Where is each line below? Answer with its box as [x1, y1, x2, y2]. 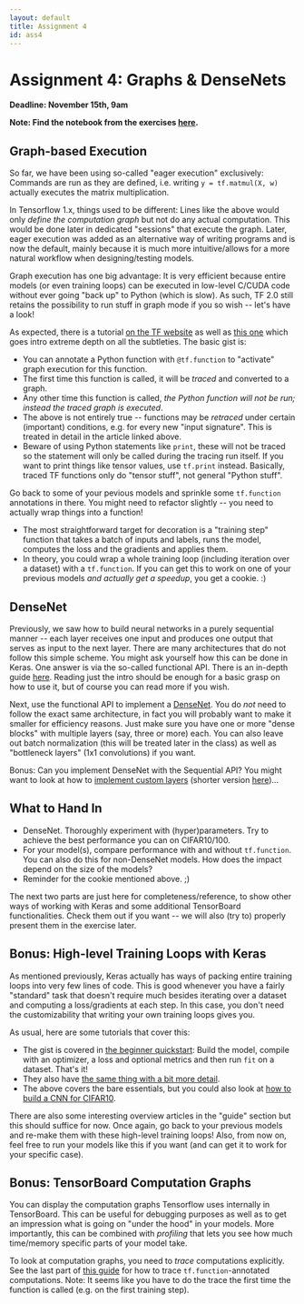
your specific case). [9, 1149, 84, 1159]
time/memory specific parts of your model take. [9, 1238, 188, 1249]
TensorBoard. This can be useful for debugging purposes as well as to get [9, 1209, 288, 1219]
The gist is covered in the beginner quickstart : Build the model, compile [22, 1044, 290, 1055]
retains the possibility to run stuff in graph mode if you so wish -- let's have [9, 299, 291, 310]
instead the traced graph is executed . [22, 402, 163, 414]
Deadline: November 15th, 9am [9, 99, 129, 110]
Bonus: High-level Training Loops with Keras [9, 947, 267, 962]
